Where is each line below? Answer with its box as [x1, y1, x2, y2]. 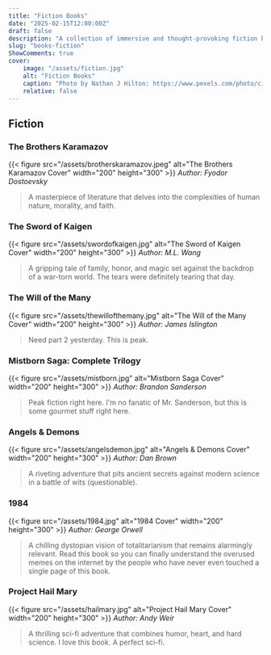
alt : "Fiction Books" [23, 72, 95, 80]
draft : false [8, 27, 52, 35]
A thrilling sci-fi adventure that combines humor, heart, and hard [27, 628, 242, 638]
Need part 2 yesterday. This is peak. [27, 334, 149, 344]
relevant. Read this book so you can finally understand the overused [27, 548, 256, 558]
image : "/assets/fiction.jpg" [23, 65, 125, 73]
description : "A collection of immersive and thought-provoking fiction [8, 34, 258, 43]
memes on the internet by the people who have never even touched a [27, 557, 260, 567]
